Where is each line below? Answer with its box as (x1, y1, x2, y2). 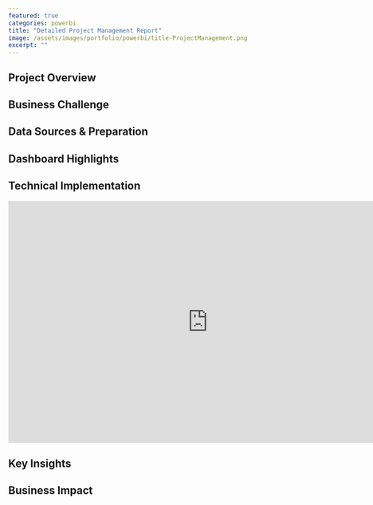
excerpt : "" (8, 41, 48, 49)
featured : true (8, 11, 59, 20)
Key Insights (8, 456, 72, 470)
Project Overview (8, 71, 96, 84)
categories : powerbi (8, 19, 77, 27)
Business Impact (8, 483, 93, 498)
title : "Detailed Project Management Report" (8, 26, 162, 34)
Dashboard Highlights (8, 152, 120, 166)
